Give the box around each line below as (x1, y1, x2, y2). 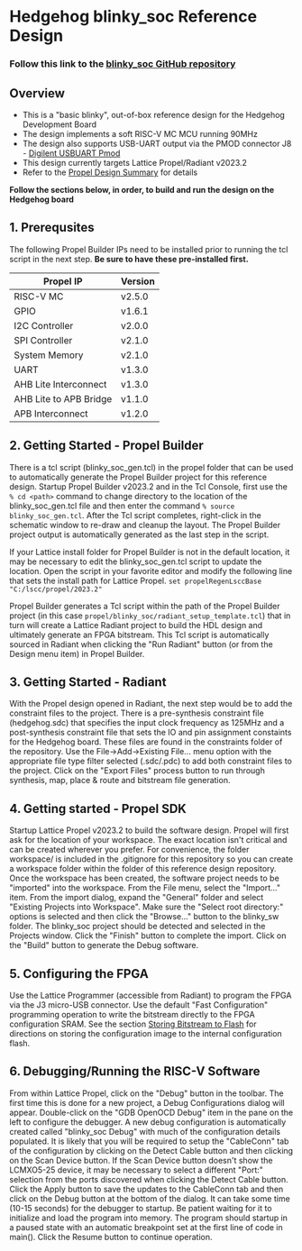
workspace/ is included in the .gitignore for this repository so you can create (9, 854, 294, 864)
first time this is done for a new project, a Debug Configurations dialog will (9, 1097, 286, 1108)
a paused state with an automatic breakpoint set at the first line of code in (9, 1221, 284, 1232)
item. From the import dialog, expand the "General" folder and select (9, 892, 264, 903)
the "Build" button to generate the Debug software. (9, 940, 199, 951)
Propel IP (43, 275, 83, 288)
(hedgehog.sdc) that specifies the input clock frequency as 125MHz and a (9, 717, 285, 728)
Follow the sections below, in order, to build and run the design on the (9, 184, 275, 195)
